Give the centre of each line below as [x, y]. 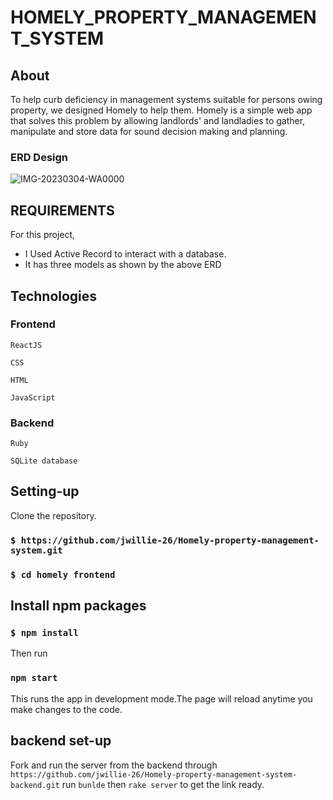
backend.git [35, 785]
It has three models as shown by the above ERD [123, 265]
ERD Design [39, 157]
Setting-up [45, 491]
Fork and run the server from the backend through [114, 765]
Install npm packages [78, 606]
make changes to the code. [66, 709]
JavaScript [33, 397]
